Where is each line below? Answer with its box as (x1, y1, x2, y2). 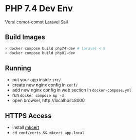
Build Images (5, 33, 45, 41)
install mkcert (12, 124, 39, 130)
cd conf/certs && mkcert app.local (12, 131, 85, 136)
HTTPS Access (5, 111, 52, 120)
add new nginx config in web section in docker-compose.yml (12, 87, 132, 93)
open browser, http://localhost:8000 (12, 98, 85, 104)
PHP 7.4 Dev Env (5, 3, 73, 14)
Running (5, 64, 32, 72)
